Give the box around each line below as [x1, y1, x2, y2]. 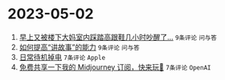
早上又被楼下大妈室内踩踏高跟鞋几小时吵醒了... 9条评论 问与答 [18, 32, 218, 42]
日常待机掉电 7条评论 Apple [18, 52, 106, 62]
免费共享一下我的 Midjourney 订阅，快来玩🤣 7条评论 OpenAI [18, 62, 211, 72]
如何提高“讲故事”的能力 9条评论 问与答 [18, 42, 140, 52]
